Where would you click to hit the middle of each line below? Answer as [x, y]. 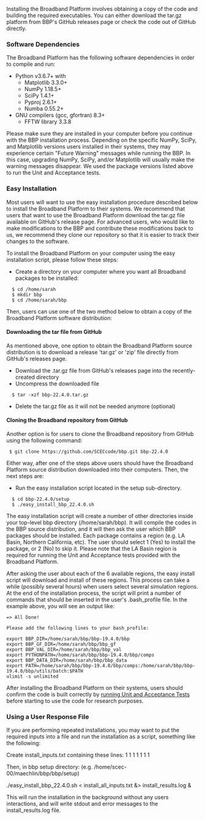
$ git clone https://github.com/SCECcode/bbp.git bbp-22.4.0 [88, 452]
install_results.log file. [34, 810]
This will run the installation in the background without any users [88, 797]
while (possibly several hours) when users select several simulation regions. [102, 586]
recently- [184, 370]
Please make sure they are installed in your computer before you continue [99, 134]
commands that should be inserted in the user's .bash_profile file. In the [97, 600]
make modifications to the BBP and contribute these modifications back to [100, 228]
